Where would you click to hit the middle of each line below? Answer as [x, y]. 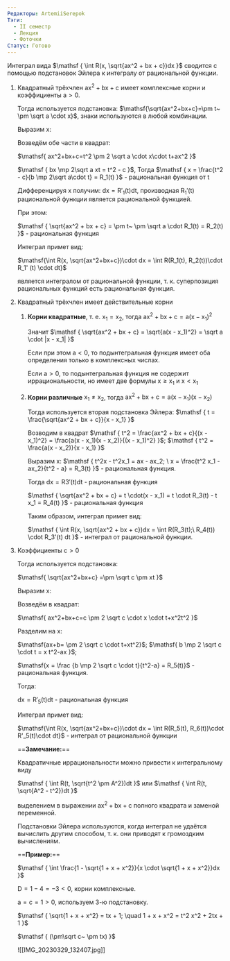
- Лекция [26, 33]
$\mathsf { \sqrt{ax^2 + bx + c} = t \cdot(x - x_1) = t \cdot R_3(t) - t [122, 495]
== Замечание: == [44, 749]
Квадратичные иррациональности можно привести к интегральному [120, 762]
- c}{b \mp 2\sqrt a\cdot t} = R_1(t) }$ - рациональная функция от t [113, 177]
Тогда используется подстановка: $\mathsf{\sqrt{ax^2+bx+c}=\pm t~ [118, 108]
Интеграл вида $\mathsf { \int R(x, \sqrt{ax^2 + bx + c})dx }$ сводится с [112, 66]
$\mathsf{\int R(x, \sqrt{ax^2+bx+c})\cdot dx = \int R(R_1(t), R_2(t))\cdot [120, 260]
